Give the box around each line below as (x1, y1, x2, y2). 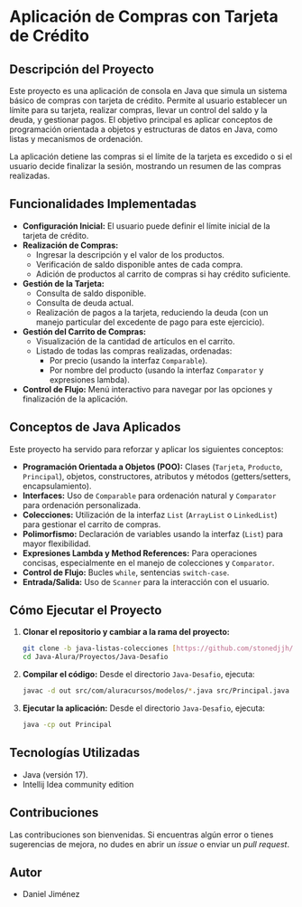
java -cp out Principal (22, 721, 113, 730)
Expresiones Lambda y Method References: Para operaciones (22, 547, 258, 558)
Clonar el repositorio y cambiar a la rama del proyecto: (22, 627, 230, 638)
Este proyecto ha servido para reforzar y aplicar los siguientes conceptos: (9, 443, 284, 454)
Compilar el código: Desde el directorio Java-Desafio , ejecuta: (22, 669, 255, 680)
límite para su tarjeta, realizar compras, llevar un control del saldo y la (9, 105, 268, 115)
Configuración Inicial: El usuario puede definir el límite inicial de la (22, 220, 270, 231)
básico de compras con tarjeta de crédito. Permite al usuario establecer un (9, 95, 288, 106)
